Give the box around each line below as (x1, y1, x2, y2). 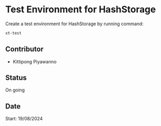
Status (5, 74, 27, 82)
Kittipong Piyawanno (12, 58, 57, 65)
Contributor (5, 45, 44, 53)
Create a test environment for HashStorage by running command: (5, 21, 144, 27)
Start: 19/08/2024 (5, 116, 43, 122)
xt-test (5, 30, 22, 35)
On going (5, 87, 25, 93)
